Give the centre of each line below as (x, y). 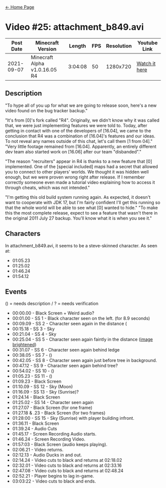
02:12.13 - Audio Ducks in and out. (47, 455)
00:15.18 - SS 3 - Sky (34, 329)
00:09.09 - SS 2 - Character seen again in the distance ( (69, 324)
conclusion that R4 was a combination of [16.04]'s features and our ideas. (80, 136)
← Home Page (20, 7)
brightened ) (24, 345)
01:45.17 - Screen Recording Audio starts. (54, 434)
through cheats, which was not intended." (48, 187)
